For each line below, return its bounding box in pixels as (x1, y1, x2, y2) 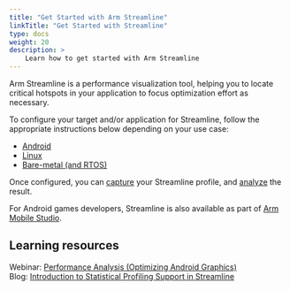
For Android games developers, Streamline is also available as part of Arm (9, 203, 279, 213)
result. (9, 187, 33, 196)
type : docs (9, 29, 50, 38)
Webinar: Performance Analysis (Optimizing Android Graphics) (9, 262, 237, 272)
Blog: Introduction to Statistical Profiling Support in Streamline (9, 271, 235, 281)
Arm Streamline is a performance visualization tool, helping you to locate (9, 79, 274, 88)
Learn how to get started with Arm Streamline (25, 54, 200, 63)
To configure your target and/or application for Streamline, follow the (9, 114, 260, 125)
